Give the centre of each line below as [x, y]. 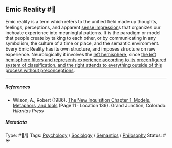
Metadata [16, 122]
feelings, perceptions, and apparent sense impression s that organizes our [83, 27]
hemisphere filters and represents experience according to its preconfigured [86, 60]
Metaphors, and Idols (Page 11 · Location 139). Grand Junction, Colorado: [90, 105]
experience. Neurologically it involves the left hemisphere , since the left [81, 54]
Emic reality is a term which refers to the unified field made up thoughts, [81, 21]
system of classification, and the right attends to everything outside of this [84, 65]
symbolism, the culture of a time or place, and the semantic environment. [82, 43]
